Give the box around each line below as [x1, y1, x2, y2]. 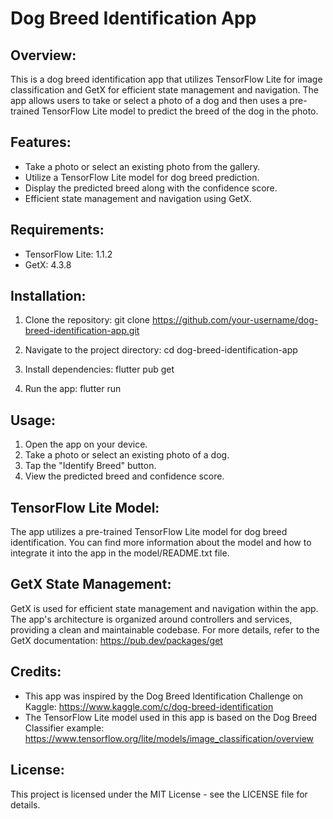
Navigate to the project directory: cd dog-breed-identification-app [24, 344, 298, 356]
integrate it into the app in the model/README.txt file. [10, 547, 230, 559]
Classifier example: [24, 722, 105, 734]
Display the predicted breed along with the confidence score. [24, 182, 278, 194]
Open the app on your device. [24, 438, 148, 451]
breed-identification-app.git [24, 325, 140, 337]
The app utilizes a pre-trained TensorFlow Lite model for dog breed [10, 526, 288, 538]
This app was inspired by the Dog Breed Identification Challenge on [24, 690, 304, 702]
